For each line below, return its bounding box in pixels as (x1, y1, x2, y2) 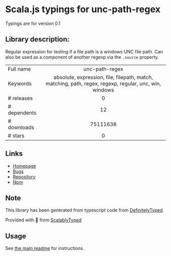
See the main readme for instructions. (5, 245, 84, 251)
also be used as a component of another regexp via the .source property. (5, 54, 159, 60)
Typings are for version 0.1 (5, 20, 61, 26)
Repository (12, 174, 36, 180)
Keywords (8, 80, 32, 87)
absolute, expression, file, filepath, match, (53, 74, 154, 81)
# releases (8, 94, 33, 102)
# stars (8, 132, 24, 139)
